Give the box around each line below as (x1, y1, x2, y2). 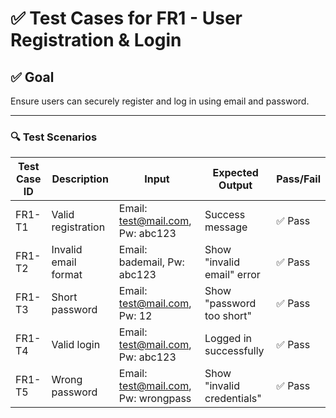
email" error (204, 268, 261, 282)
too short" (204, 309, 253, 323)
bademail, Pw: (118, 255, 185, 269)
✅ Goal (10, 68, 55, 86)
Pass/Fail (276, 172, 321, 186)
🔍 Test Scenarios (10, 130, 98, 144)
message (204, 220, 248, 234)
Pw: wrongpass (118, 392, 192, 406)
